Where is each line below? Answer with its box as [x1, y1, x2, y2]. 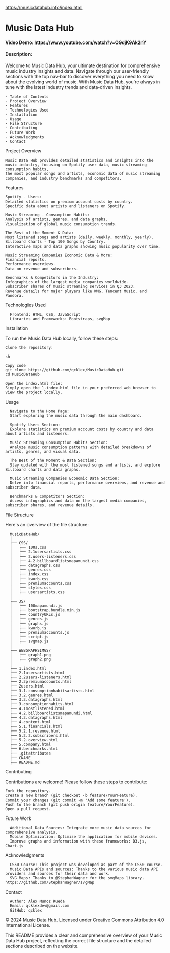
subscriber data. [5, 484, 42, 490]
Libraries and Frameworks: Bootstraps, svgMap [10, 316, 110, 321]
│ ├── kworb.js [10, 625, 47, 631]
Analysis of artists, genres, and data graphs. [5, 217, 108, 222]
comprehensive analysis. [5, 830, 58, 835]
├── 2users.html [10, 683, 44, 689]
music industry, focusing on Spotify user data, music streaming [5, 162, 147, 167]
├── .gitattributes [10, 750, 51, 756]
